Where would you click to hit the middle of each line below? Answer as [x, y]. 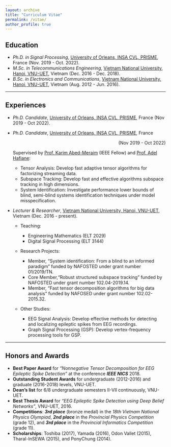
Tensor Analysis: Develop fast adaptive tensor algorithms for [84, 168]
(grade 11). [23, 428]
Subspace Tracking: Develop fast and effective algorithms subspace [92, 179]
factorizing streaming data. [49, 173]
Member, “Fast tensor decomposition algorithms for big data [91, 288]
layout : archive [22, 10]
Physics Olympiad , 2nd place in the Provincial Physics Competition [83, 417]
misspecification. [38, 200]
